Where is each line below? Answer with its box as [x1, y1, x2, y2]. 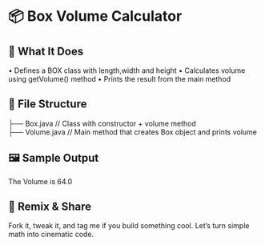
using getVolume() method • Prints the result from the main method [8, 74, 231, 83]
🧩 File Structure [8, 98, 87, 111]
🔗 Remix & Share [8, 200, 92, 214]
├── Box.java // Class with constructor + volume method [8, 118, 196, 128]
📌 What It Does [8, 44, 84, 58]
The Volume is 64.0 [8, 176, 73, 186]
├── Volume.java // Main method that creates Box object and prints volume [8, 127, 258, 137]
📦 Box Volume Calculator [8, 7, 183, 26]
